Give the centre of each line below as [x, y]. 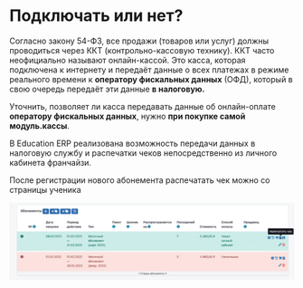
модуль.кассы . [40, 125]
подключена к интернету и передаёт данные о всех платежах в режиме [149, 70]
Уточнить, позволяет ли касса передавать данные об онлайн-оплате [142, 106]
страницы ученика [45, 189]
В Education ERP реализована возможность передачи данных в [133, 143]
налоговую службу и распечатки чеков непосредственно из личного [143, 153]
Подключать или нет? [96, 16]
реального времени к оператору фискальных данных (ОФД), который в [151, 79]
